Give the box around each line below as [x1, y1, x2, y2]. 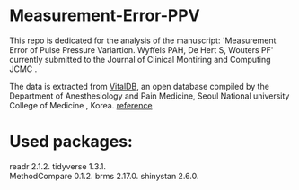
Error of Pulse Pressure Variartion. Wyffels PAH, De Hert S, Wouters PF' [9, 44, 274, 55]
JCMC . [9, 64, 38, 74]
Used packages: [9, 132, 133, 152]
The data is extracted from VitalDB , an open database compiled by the [9, 81, 269, 91]
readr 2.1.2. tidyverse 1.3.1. [9, 160, 106, 171]
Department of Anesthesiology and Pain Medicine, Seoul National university [9, 91, 290, 101]
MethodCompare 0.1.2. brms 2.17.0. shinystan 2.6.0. [9, 170, 199, 181]
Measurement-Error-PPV [9, 5, 200, 26]
